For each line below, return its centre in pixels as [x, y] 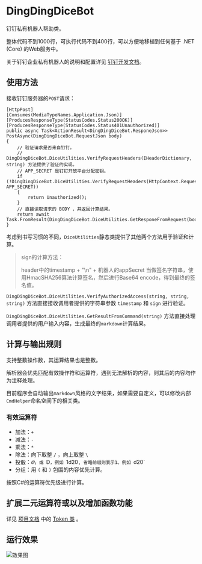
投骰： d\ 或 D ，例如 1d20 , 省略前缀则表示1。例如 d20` [80, 462]
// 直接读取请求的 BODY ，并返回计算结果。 [65, 209]
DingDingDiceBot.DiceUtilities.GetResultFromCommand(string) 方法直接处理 [101, 316]
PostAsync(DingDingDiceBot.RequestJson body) [64, 136]
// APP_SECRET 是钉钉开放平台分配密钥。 [63, 171]
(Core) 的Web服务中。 [34, 49]
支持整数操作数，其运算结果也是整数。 [54, 360]
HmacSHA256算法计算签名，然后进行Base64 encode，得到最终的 [108, 277]
